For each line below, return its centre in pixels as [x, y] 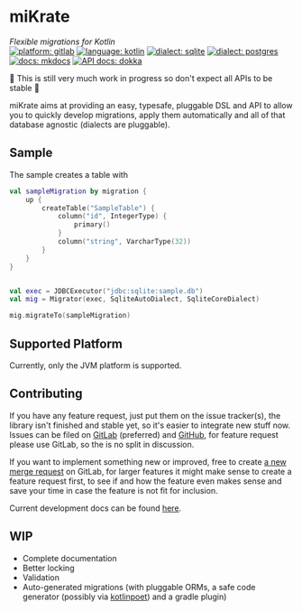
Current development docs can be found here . [96, 508]
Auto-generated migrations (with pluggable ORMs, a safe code [139, 587]
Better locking [48, 568]
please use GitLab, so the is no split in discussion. [102, 444]
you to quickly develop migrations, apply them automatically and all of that [147, 115]
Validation [41, 577]
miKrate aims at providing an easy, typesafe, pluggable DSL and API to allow [151, 105]
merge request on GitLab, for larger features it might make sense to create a [151, 471]
